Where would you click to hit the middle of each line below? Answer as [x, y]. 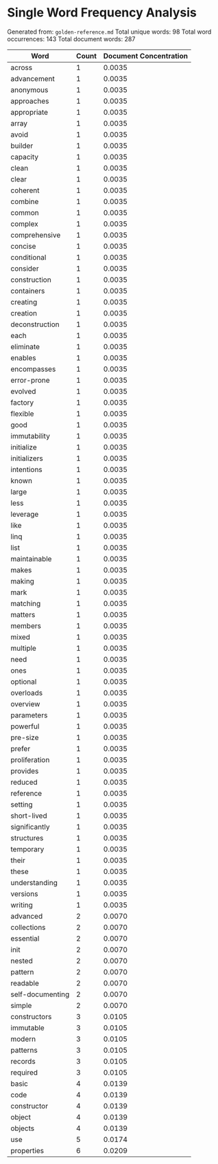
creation [24, 313]
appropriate [29, 112]
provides [25, 771]
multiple [23, 648]
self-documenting [40, 994]
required [24, 1072]
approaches [30, 101]
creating [24, 302]
